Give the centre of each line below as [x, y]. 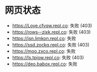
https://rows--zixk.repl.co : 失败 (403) [51, 32]
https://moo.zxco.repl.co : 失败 [44, 51]
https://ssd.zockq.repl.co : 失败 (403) [51, 44]
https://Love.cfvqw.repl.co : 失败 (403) [52, 26]
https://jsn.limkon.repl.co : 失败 [44, 38]
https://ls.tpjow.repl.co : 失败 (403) [48, 57]
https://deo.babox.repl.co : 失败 [45, 64]
